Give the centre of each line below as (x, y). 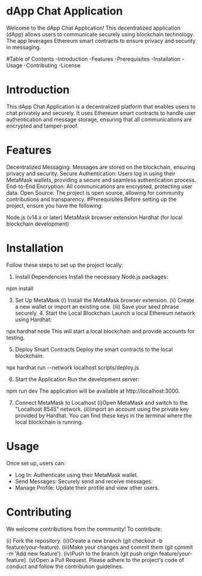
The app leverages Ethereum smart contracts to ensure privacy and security (101, 41)
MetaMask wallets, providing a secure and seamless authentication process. (101, 180)
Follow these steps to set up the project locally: (65, 265)
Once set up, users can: (36, 463)
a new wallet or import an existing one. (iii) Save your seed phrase (97, 306)
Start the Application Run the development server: (77, 379)
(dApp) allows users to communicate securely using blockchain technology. (100, 34)
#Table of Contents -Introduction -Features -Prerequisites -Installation (93, 59)
